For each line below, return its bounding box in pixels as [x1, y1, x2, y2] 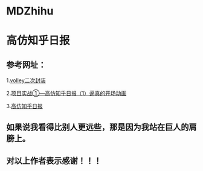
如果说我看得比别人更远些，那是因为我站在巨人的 [6, 122, 189, 132]
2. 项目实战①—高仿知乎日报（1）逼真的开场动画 [6, 89, 127, 97]
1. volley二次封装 [6, 77, 47, 84]
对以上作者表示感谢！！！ [6, 155, 101, 166]
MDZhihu [6, 4, 54, 18]
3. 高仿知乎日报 [6, 103, 43, 110]
